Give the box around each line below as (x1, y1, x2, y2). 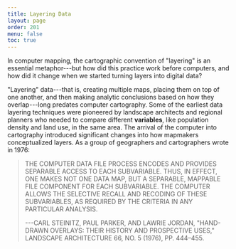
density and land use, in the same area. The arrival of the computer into (7, 123, 217, 132)
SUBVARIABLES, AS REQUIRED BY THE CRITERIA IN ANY (24, 197, 193, 206)
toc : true (7, 37, 37, 44)
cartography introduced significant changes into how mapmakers (7, 131, 199, 139)
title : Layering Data (7, 10, 72, 18)
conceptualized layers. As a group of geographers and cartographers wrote (7, 138, 229, 147)
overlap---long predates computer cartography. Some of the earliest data (7, 100, 223, 109)
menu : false (7, 30, 43, 38)
